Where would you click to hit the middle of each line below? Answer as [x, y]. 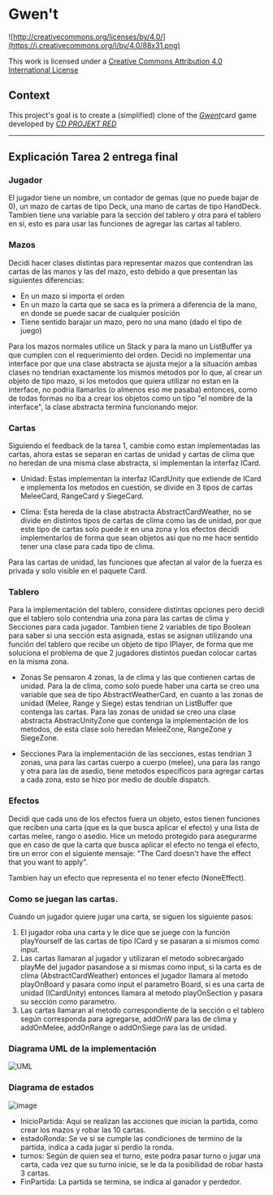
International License [43, 69]
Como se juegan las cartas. [63, 898]
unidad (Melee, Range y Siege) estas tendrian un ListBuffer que [126, 703]
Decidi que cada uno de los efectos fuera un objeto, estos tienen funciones [134, 819]
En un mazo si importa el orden [72, 296]
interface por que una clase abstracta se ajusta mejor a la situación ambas [133, 363]
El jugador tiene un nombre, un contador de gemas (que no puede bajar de [134, 198]
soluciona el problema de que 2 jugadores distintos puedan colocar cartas [133, 653]
